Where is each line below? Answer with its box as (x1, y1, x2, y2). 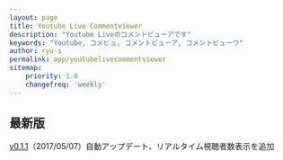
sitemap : (9, 64, 42, 73)
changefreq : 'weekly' (25, 80, 106, 89)
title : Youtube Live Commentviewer (9, 22, 143, 31)
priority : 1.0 (25, 72, 78, 81)
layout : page (9, 13, 58, 22)
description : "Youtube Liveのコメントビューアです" (9, 30, 191, 39)
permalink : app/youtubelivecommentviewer (9, 55, 167, 64)
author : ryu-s (9, 47, 63, 56)
